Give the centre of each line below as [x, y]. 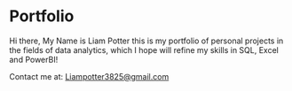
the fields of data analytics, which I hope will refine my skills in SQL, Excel [144, 49]
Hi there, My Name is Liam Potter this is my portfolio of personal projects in [146, 41]
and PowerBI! [34, 59]
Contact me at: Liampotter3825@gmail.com [89, 76]
